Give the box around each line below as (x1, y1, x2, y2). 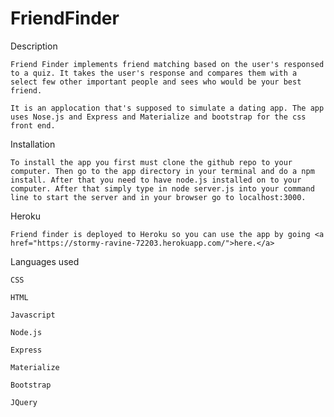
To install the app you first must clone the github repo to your (10, 157, 293, 167)
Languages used (10, 255, 80, 267)
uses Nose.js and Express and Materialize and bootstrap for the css (10, 112, 307, 122)
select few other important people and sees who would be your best (10, 77, 302, 87)
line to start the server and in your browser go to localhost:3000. (10, 192, 307, 202)
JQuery (10, 397, 38, 407)
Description (10, 40, 58, 52)
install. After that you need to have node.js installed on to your (10, 175, 302, 185)
